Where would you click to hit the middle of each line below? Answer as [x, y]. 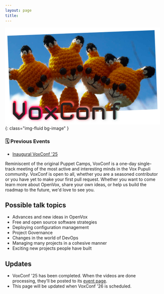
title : [12, 16]
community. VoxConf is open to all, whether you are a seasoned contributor [82, 174]
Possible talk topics [36, 205]
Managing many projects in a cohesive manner [59, 243]
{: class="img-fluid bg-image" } [37, 129]
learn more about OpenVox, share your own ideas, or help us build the [76, 184]
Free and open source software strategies [55, 222]
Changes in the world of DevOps [45, 238]
